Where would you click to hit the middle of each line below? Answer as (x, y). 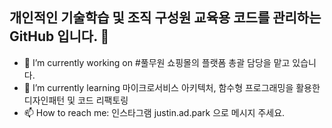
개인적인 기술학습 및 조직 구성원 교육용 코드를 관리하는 (165, 18)
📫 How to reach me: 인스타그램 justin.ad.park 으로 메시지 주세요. (154, 112)
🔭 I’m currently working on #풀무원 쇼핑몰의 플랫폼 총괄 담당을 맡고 (157, 62)
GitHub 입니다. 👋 (59, 36)
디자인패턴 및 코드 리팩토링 (76, 100)
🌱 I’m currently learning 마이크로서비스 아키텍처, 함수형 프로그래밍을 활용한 (172, 87)
